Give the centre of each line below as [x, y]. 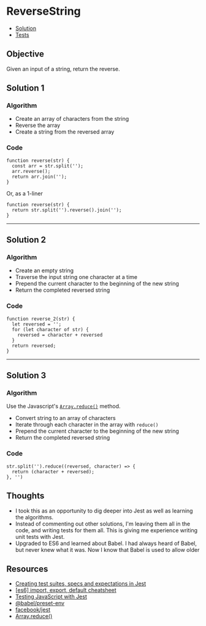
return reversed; [34, 345]
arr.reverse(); [31, 171]
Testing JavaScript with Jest [51, 597]
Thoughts [25, 496]
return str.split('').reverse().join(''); [67, 210]
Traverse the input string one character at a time [76, 277]
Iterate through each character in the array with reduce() [87, 425]
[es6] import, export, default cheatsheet [66, 590]
